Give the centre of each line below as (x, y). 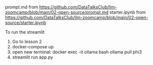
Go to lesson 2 (27, 42)
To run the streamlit (25, 32)
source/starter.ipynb (26, 22)
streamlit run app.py (32, 57)
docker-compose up (33, 47)
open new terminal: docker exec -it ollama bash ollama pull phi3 (77, 52)
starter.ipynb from (128, 12)
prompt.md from (22, 7)
